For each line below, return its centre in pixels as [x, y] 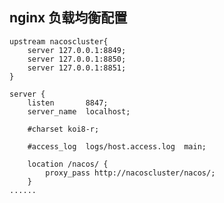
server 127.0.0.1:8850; [77, 59]
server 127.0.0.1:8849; [77, 50]
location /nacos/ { [68, 164]
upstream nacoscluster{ [59, 41]
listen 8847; [68, 103]
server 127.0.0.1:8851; [77, 68]
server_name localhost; [79, 111]
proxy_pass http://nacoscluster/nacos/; [130, 173]
